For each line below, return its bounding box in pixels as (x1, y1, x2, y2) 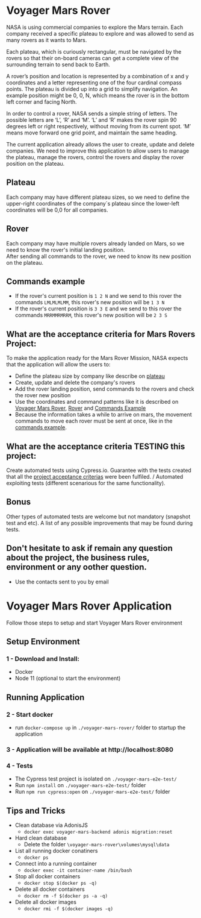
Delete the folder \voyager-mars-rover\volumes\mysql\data (23, 840, 170, 847)
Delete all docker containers (14, 885, 85, 893)
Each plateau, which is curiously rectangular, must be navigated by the (6, 48, 182, 55)
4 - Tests (6, 761, 33, 770)
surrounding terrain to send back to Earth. (6, 61, 110, 68)
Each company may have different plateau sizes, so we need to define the (6, 193, 190, 201)
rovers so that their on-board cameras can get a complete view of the (6, 54, 179, 61)
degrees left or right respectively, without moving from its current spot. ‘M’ (6, 122, 191, 130)
